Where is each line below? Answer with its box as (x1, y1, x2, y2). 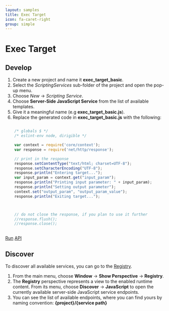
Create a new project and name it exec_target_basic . (12, 77, 124, 83)
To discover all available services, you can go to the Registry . (5, 263, 132, 269)
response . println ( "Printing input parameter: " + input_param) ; (14, 180, 152, 185)
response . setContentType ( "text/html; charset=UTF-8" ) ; (14, 161, 132, 166)
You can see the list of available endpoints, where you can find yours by (12, 294, 162, 300)
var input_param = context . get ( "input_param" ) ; (14, 175, 116, 180)
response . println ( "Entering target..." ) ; (14, 170, 102, 175)
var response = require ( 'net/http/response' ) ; (14, 147, 114, 152)
